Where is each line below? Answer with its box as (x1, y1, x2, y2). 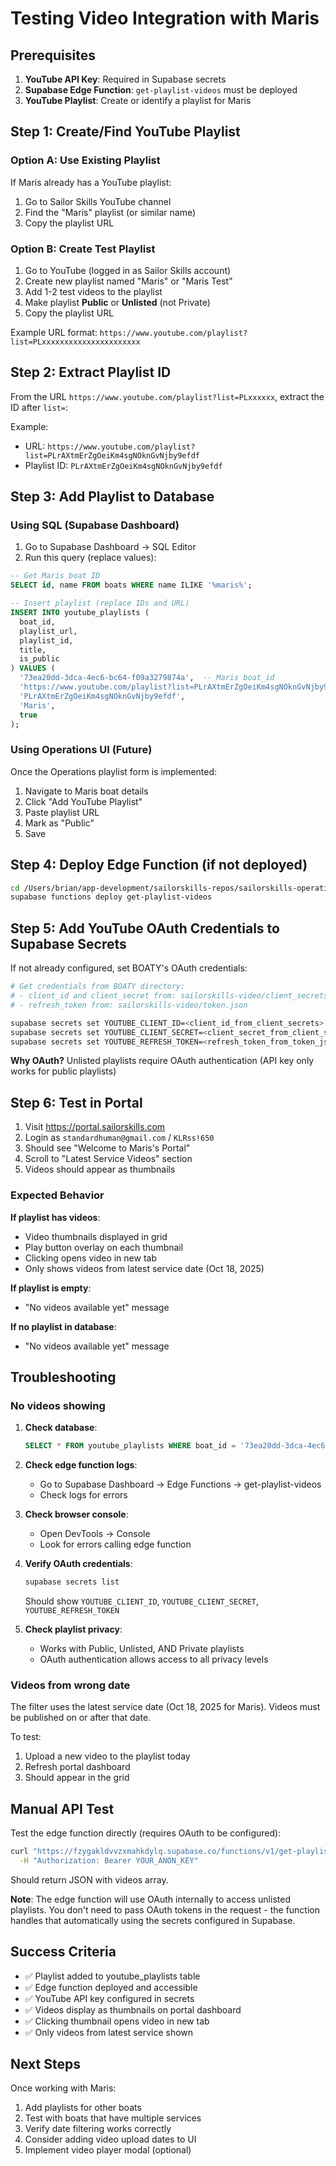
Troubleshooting (10, 1368, 117, 1386)
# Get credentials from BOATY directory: (10, 982, 186, 992)
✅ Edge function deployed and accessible (24, 1981, 198, 1993)
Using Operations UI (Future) (10, 743, 153, 757)
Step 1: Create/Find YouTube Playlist (10, 123, 241, 141)
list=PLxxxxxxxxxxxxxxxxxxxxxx (10, 337, 141, 347)
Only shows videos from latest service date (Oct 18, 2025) (24, 1262, 265, 1274)
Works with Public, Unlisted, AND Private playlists (39, 1642, 245, 1654)
